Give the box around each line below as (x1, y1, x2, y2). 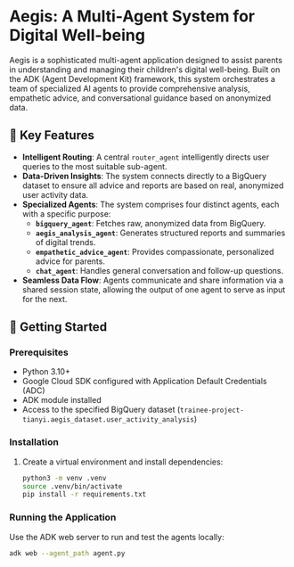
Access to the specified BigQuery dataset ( (21, 404, 181, 415)
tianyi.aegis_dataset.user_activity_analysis (21, 415, 194, 424)
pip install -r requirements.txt (21, 490, 147, 499)
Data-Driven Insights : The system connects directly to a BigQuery (21, 170, 267, 181)
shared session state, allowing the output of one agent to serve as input (21, 283, 286, 295)
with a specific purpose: (21, 208, 111, 219)
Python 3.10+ (21, 366, 71, 377)
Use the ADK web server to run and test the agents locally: (9, 531, 225, 542)
